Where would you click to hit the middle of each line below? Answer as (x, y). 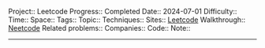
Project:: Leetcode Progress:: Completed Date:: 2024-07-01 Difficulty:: (123, 11)
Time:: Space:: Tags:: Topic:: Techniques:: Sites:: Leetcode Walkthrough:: (127, 20)
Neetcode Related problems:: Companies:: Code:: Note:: (99, 28)
